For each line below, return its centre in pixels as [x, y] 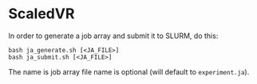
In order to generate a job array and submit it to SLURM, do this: [113, 36]
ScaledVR [42, 14]
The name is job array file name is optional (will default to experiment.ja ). [129, 71]
